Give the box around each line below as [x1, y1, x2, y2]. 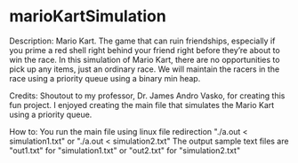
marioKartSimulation [9, 6, 166, 27]
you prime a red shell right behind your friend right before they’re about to [9, 44, 280, 55]
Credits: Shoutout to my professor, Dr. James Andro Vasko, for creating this [9, 90, 286, 101]
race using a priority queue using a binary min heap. [9, 73, 201, 83]
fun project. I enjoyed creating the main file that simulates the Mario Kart [9, 99, 275, 110]
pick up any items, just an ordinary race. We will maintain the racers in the [9, 64, 280, 74]
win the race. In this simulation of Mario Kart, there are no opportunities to [9, 54, 280, 65]
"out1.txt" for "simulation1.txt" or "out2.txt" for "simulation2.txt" [9, 144, 241, 156]
